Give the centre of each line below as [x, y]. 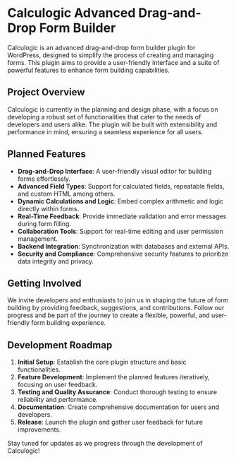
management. [38, 239]
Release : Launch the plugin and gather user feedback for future [110, 422]
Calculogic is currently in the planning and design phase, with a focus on [113, 109]
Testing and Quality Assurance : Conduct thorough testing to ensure [117, 392]
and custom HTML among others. [66, 194]
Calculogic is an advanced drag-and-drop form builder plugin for [101, 47]
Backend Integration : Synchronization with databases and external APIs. [123, 246]
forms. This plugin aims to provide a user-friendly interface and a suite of [113, 62]
